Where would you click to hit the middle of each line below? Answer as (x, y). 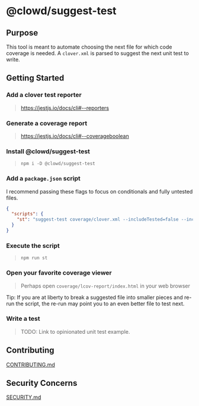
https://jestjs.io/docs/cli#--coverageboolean (75, 136)
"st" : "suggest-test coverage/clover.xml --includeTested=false (98, 220)
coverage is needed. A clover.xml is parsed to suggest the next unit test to (98, 53)
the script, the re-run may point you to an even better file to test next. (100, 304)
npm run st (34, 258)
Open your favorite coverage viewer (59, 273)
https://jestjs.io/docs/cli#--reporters (65, 108)
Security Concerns (42, 383)
